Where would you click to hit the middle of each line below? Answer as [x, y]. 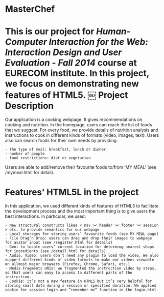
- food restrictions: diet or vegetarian [48, 158]
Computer [26, 42]
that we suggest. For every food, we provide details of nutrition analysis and [82, 130]
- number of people [25, 154]
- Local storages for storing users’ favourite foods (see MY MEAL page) [82, 234]
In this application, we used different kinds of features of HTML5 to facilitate [82, 206]
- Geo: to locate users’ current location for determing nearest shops [80, 247]
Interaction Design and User [64, 52]
